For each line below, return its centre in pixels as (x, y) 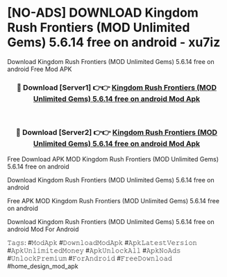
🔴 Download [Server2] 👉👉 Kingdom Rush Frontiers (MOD (117, 132)
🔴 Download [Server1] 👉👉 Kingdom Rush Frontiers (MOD (117, 87)
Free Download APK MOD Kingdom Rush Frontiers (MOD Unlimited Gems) (113, 159)
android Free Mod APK (40, 69)
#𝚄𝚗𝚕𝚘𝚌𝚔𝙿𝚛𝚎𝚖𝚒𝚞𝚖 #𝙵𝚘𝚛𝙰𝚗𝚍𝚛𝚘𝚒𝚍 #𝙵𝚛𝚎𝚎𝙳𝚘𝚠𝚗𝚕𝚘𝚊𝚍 (90, 258)
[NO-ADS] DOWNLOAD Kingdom (103, 13)
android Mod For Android (43, 229)
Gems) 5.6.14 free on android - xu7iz (114, 42)
